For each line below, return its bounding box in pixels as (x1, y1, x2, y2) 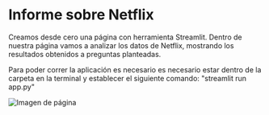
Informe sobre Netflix (8, 6, 154, 24)
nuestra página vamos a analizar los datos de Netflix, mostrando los (8, 40, 234, 50)
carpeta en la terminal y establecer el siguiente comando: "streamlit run (8, 73, 247, 83)
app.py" (8, 82, 35, 92)
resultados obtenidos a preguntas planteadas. (8, 49, 162, 59)
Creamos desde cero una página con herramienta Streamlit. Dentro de (8, 32, 242, 42)
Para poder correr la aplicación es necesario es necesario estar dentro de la (8, 64, 262, 74)
